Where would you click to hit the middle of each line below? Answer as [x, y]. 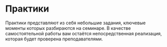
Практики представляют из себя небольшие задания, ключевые [76, 23]
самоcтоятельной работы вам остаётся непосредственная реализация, [83, 33]
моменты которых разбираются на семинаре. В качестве [68, 28]
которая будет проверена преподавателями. [54, 39]
